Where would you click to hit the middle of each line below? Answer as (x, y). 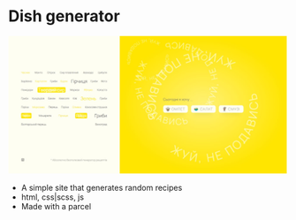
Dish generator (64, 16)
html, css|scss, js (53, 197)
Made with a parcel (56, 207)
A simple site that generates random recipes (102, 188)
